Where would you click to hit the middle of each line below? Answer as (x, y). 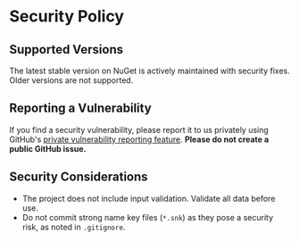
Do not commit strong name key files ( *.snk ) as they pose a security (148, 217)
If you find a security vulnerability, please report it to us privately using (139, 129)
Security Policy (67, 17)
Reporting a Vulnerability (80, 108)
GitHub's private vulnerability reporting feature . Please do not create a (139, 139)
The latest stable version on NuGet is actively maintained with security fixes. (149, 71)
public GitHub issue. (48, 148)
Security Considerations (79, 177)
